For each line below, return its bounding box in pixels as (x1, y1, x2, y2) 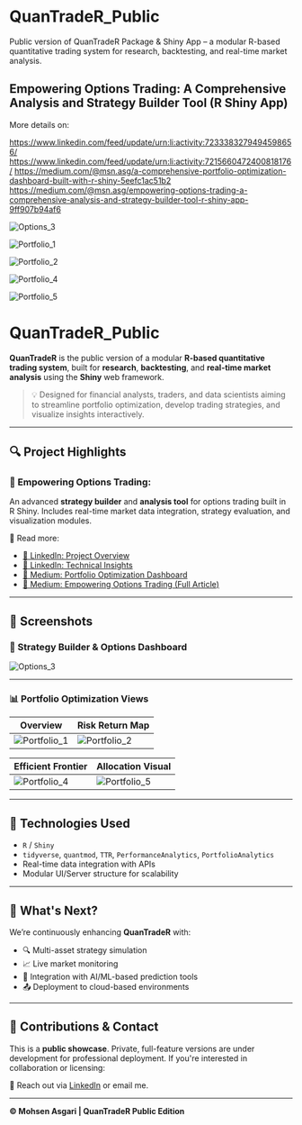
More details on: (9, 119, 70, 130)
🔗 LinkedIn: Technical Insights (22, 560, 133, 571)
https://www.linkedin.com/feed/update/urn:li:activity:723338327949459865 (9, 137, 292, 148)
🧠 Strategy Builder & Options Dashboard (9, 640, 188, 653)
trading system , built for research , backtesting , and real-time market (9, 362, 271, 373)
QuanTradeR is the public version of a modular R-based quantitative (9, 352, 265, 363)
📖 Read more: (9, 533, 60, 544)
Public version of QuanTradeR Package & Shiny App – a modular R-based (9, 36, 280, 47)
